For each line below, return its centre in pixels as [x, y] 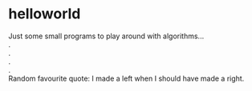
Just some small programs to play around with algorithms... [106, 36]
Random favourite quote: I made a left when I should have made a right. [126, 78]
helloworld [45, 14]
